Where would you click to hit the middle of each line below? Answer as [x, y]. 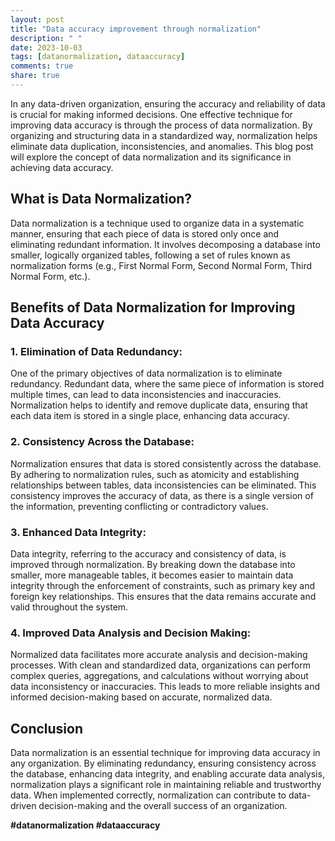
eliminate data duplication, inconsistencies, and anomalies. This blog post [162, 146]
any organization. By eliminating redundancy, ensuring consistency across [163, 763]
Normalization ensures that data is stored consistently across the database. [166, 463]
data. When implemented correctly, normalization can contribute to [148, 795]
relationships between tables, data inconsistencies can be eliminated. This [163, 485]
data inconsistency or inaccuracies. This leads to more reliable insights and [165, 687]
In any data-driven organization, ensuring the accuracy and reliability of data [168, 103]
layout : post [37, 19]
